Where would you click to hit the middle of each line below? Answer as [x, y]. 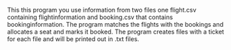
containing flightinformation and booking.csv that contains [90, 17]
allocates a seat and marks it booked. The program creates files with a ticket [115, 32]
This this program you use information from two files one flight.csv [102, 10]
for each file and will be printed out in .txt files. [73, 39]
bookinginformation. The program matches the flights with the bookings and [115, 24]
